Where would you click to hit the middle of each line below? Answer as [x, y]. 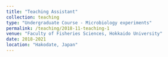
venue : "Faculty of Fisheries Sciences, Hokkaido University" [84, 34]
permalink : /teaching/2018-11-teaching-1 [58, 28]
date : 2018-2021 [26, 39]
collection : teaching [33, 17]
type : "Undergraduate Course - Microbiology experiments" [79, 23]
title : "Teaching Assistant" [42, 12]
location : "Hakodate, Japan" [42, 45]
